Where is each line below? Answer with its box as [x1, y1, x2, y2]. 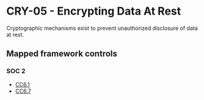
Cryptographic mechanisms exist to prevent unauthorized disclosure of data [6, 24, 199, 32]
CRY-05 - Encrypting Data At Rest [6, 4, 181, 18]
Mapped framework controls [6, 49, 118, 59]
